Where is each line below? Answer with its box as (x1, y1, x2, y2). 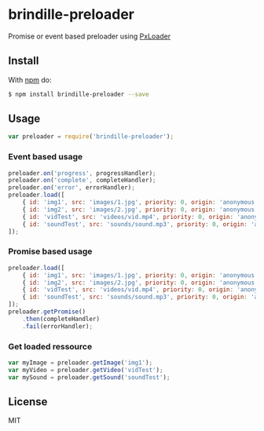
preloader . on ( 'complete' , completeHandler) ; (8, 177, 156, 184)
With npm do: (8, 75, 53, 84)
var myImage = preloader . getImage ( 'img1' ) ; (8, 359, 153, 367)
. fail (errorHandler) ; (22, 322, 93, 331)
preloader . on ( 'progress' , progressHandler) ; (8, 169, 156, 177)
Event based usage (8, 152, 83, 163)
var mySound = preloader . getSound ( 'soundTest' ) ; (8, 373, 170, 382)
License (8, 395, 48, 408)
